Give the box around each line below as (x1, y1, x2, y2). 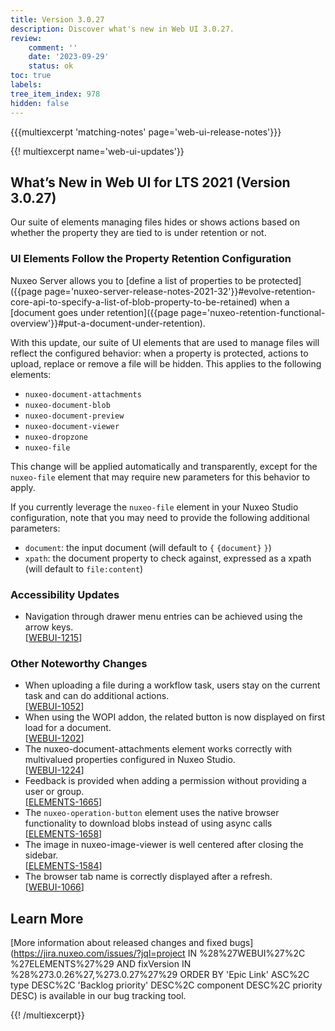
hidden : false (10, 98, 70, 108)
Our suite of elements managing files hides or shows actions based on (10, 216, 301, 228)
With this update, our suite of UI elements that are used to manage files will (10, 336, 320, 348)
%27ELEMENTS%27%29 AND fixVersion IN (10, 958, 192, 970)
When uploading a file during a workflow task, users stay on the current (24, 679, 321, 691)
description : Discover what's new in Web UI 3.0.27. (10, 24, 235, 34)
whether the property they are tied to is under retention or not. (10, 227, 267, 239)
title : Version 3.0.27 (10, 14, 105, 25)
